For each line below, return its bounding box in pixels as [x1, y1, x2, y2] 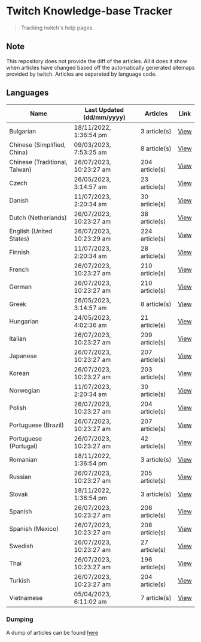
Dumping [6, 615, 34, 623]
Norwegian [9, 386, 41, 394]
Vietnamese [9, 593, 43, 602]
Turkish [9, 576, 31, 584]
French [9, 265, 29, 274]
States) [9, 234, 30, 243]
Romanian [9, 455, 38, 463]
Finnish [9, 248, 30, 256]
